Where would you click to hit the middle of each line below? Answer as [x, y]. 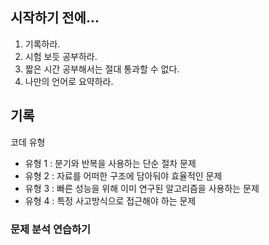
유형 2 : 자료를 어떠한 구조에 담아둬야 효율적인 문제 [123, 175]
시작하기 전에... [55, 18]
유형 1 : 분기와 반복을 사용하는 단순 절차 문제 [110, 163]
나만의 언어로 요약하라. [69, 81]
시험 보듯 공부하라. [61, 56]
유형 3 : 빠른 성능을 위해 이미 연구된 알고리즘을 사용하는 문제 [142, 188]
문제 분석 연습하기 [51, 229]
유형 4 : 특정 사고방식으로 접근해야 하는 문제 [110, 200]
